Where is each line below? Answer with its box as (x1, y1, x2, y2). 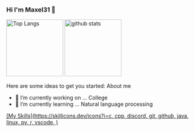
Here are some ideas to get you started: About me (6, 82, 131, 90)
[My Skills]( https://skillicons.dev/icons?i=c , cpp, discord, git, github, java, (6, 112, 189, 120)
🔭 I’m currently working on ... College (15, 94, 108, 102)
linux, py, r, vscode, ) (6, 119, 59, 126)
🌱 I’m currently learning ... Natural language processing (15, 101, 153, 108)
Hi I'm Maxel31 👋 (6, 5, 56, 14)
